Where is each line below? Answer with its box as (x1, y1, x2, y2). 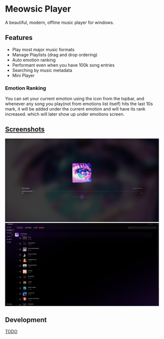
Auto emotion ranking (12, 57, 56, 63)
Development (5, 316, 47, 324)
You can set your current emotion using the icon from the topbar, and (5, 96, 144, 102)
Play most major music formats (12, 46, 75, 52)
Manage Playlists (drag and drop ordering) (12, 52, 98, 57)
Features (5, 34, 33, 42)
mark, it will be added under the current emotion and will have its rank (5, 106, 145, 112)
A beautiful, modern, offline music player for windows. (5, 19, 114, 25)
